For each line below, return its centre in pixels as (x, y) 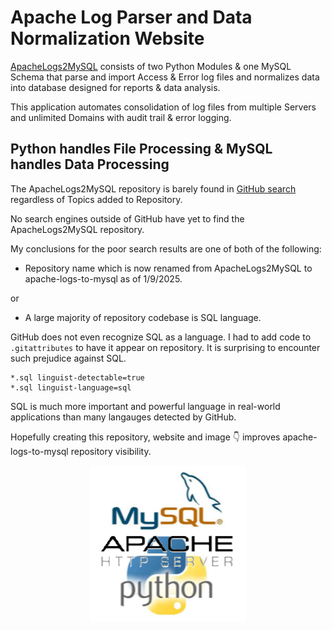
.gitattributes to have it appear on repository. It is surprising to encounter (165, 347)
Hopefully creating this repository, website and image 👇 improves (145, 437)
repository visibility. (111, 451)
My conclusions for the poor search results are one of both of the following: (166, 248)
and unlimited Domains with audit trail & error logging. (121, 117)
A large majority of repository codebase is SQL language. (143, 317)
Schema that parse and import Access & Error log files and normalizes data (165, 77)
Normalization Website (107, 38)
